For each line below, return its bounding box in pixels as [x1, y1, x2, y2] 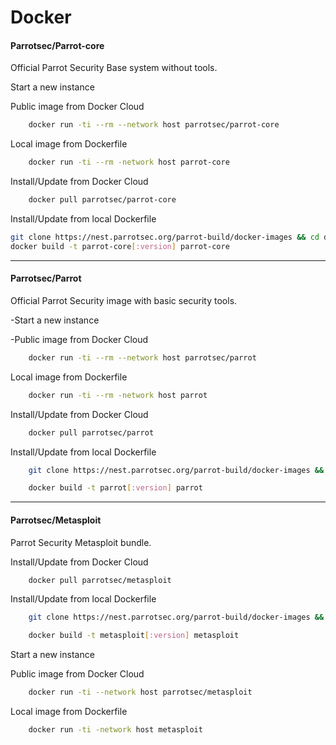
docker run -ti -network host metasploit [28, 725, 203, 735]
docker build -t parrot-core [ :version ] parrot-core [10, 241, 230, 251]
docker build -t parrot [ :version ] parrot [28, 483, 203, 493]
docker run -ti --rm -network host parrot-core [28, 157, 230, 168]
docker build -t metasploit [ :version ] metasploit [28, 631, 240, 641]
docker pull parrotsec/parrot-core [28, 195, 177, 205]
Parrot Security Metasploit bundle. [10, 536, 152, 548]
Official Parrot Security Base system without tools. [10, 62, 218, 74]
